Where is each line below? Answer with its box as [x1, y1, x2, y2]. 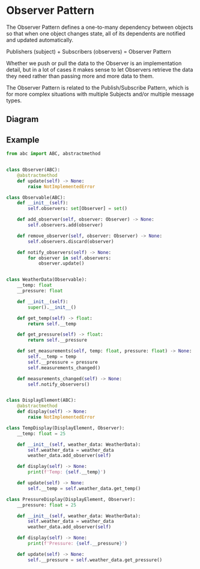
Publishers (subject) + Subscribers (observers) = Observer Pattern [6, 48, 171, 55]
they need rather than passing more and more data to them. [6, 72, 154, 79]
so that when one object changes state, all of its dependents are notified [6, 29, 186, 37]
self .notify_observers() [28, 381, 90, 387]
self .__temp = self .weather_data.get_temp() [28, 485, 141, 491]
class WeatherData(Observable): [6, 277, 87, 283]
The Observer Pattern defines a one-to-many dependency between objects [6, 23, 193, 31]
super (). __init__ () [28, 304, 77, 310]
